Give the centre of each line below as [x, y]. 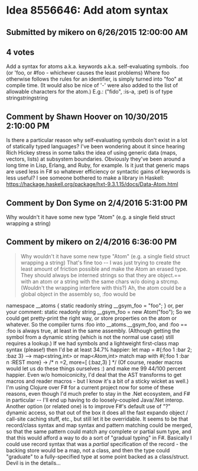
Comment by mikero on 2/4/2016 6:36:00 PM [92, 242]
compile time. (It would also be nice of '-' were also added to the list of [92, 85]
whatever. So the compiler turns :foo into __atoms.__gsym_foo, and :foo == [97, 324]
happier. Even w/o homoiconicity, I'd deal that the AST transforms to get [94, 374]
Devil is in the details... [33, 463]
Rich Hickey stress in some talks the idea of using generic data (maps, [92, 153]
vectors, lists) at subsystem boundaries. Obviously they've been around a [96, 159]
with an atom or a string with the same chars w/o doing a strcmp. [100, 281]
